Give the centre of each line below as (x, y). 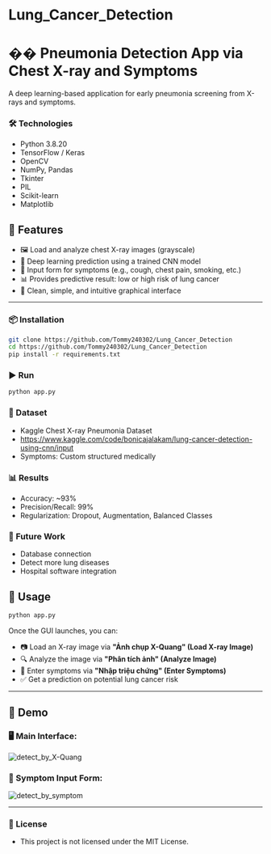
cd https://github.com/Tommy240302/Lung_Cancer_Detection (108, 347)
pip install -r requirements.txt (65, 355)
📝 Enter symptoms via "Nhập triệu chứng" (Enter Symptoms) (123, 670)
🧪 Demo (28, 713)
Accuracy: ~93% (48, 498)
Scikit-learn (39, 196)
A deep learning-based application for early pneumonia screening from (127, 94)
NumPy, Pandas (46, 170)
